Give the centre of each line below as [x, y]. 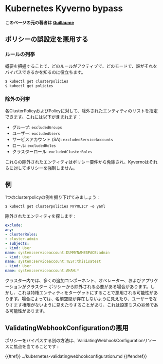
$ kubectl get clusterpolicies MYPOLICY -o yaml [55, 207]
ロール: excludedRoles [34, 145]
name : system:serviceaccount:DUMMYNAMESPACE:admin [57, 253]
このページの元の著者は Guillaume [40, 22]
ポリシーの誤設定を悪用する [47, 39]
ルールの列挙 [20, 55]
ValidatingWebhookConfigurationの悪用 [67, 328]
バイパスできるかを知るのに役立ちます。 [45, 72]
